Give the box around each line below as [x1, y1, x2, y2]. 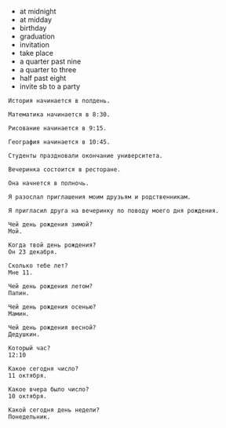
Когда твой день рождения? [8, 241, 97, 249]
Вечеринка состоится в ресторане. [8, 166, 122, 174]
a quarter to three [19, 65, 77, 74]
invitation [19, 40, 49, 49]
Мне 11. [8, 269, 34, 276]
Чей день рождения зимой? [8, 221, 93, 229]
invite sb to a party [19, 82, 81, 91]
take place [19, 49, 53, 57]
